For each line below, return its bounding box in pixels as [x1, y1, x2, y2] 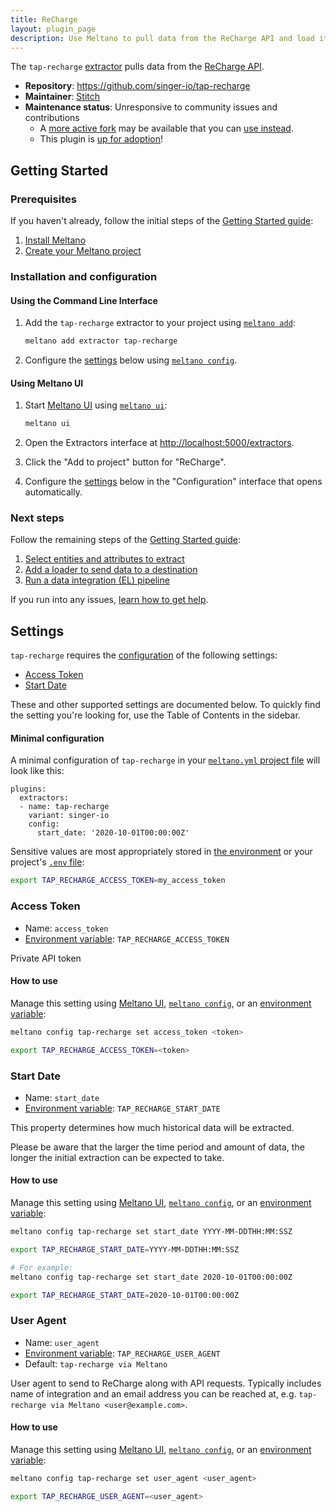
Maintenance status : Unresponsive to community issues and [24, 101, 278, 113]
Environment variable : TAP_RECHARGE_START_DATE [24, 1102, 221, 1114]
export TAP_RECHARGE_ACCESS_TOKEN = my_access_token [10, 876, 226, 886]
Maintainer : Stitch [24, 91, 101, 103]
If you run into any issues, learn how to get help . [10, 594, 209, 606]
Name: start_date [24, 1091, 100, 1103]
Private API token [10, 952, 82, 964]
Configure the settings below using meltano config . [24, 354, 238, 366]
